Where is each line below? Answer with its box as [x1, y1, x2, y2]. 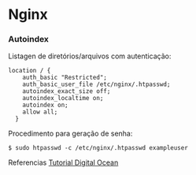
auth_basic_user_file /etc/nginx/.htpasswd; [22, 80, 171, 88]
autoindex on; [22, 101, 68, 110]
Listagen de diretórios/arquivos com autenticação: [8, 51, 172, 61]
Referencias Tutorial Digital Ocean [8, 158, 119, 167]
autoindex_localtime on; [22, 95, 104, 102]
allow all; [22, 108, 58, 116]
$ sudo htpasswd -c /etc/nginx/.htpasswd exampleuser [8, 144, 189, 152]
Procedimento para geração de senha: [8, 128, 133, 139]
